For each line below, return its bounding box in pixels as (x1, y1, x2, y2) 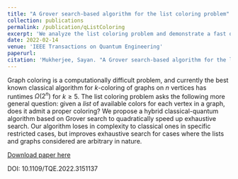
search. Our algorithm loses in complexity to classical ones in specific (7, 122, 211, 131)
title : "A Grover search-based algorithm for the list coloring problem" (7, 10, 230, 18)
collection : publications (7, 17, 84, 24)
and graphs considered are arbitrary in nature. (7, 137, 142, 146)
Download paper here (7, 151, 71, 159)
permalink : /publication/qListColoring (7, 23, 125, 30)
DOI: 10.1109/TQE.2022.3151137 (7, 164, 98, 173)
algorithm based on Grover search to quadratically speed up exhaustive (7, 115, 217, 123)
